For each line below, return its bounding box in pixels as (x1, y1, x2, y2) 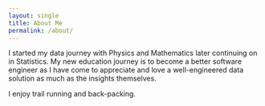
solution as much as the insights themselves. (8, 73, 157, 84)
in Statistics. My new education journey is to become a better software (8, 57, 243, 66)
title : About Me (8, 19, 63, 27)
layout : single (8, 11, 59, 20)
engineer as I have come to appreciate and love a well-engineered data (8, 65, 244, 75)
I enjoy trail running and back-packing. (8, 89, 137, 99)
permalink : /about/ (8, 26, 74, 34)
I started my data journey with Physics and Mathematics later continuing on (8, 49, 258, 58)
